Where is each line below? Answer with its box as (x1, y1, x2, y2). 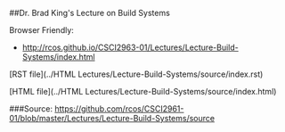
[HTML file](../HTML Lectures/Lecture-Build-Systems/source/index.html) (9, 87, 277, 96)
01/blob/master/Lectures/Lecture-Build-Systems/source (9, 113, 216, 123)
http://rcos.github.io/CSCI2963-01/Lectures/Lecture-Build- (21, 42, 239, 53)
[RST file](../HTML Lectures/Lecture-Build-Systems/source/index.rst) (9, 69, 264, 79)
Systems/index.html (21, 52, 95, 62)
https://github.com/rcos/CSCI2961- (54, 103, 184, 114)
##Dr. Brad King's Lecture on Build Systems (9, 8, 171, 18)
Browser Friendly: (9, 25, 74, 35)
